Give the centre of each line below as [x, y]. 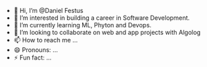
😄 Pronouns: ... [36, 50]
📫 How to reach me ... [46, 40]
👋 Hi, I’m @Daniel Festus [49, 11]
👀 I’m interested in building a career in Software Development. [101, 18]
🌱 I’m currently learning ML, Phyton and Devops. [82, 25]
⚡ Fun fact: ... [32, 57]
